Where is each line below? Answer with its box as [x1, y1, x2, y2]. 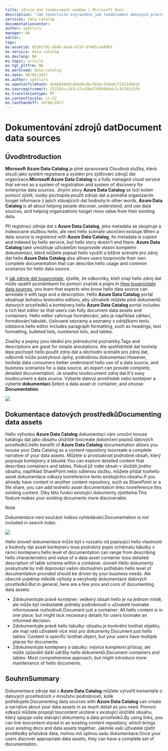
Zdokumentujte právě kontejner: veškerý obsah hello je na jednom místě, [12, 596, 162, 602]
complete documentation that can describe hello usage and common [5, 261, 147, 267]
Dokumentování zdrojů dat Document [5, 122, 161, 133]
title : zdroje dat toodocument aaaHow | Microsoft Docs [5, 7, 124, 13]
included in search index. [5, 519, 57, 525]
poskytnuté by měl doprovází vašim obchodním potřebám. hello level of [5, 565, 151, 571]
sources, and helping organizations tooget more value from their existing [5, 208, 155, 214]
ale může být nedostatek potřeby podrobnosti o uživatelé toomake [12, 601, 149, 607]
